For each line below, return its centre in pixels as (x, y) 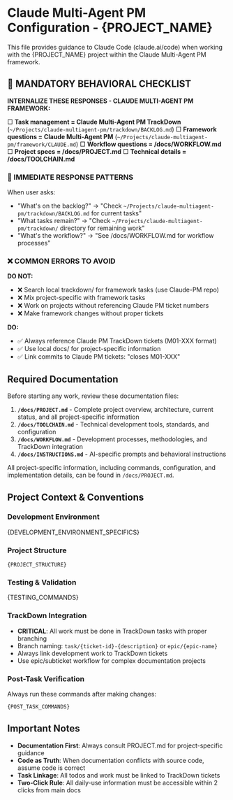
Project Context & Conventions (76, 497)
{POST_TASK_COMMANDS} (39, 707)
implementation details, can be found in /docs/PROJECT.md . (91, 475)
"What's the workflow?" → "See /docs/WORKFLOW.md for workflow (115, 236)
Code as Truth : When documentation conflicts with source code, (111, 760)
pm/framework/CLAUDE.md (42, 145)
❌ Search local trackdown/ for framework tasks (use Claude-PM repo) (118, 290)
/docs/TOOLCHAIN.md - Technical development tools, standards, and (113, 424)
